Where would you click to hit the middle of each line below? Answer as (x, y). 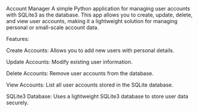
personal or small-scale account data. (53, 27)
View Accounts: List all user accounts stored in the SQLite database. (90, 85)
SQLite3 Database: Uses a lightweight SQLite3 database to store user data (97, 96)
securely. (17, 103)
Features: (18, 39)
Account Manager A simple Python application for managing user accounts (98, 9)
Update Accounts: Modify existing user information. (69, 62)
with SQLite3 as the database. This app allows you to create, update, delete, (100, 15)
